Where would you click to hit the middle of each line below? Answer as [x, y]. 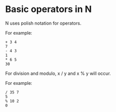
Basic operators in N [48, 9]
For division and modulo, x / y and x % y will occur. [58, 73]
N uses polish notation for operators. [43, 23]
